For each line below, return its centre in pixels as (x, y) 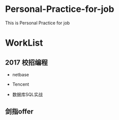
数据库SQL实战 (27, 94)
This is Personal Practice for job (38, 23)
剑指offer (19, 112)
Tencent (21, 84)
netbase (20, 74)
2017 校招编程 (26, 62)
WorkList (24, 43)
